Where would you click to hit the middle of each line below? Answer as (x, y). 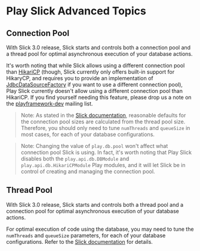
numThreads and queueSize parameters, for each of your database (86, 235)
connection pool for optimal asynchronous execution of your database (93, 211)
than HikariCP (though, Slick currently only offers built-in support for (90, 72)
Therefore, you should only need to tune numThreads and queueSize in (105, 128)
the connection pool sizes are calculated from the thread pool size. (103, 122)
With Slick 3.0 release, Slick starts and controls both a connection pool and (99, 47)
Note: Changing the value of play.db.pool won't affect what (94, 146)
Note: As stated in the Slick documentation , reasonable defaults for (103, 115)
